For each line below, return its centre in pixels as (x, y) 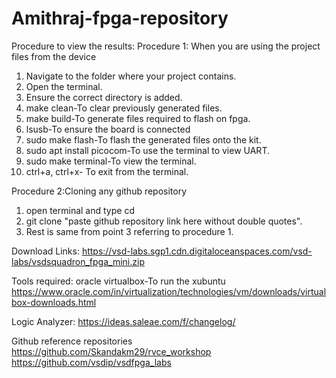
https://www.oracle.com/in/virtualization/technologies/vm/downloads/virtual (169, 291)
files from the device (54, 56)
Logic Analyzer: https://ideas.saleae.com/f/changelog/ (123, 321)
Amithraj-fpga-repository (120, 18)
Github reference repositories (72, 341)
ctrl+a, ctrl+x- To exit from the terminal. (107, 171)
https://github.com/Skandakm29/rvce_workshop (111, 351)
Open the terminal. (64, 86)
